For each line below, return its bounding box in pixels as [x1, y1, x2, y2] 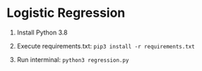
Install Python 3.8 [16, 28, 68, 37]
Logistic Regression [6, 5, 126, 21]
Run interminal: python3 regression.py [16, 55, 129, 64]
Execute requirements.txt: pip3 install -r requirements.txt [16, 41, 195, 50]
